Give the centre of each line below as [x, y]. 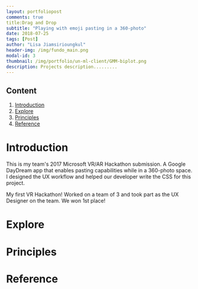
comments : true [25, 17]
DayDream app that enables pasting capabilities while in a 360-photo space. [99, 171]
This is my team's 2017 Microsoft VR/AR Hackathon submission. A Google [96, 164]
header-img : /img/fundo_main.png [47, 50]
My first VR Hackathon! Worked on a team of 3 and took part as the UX [92, 195]
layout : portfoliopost [34, 12]
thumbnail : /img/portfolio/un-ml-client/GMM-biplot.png [76, 61]
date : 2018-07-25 [27, 34]
